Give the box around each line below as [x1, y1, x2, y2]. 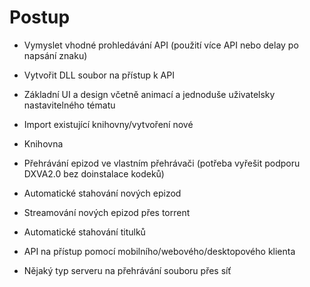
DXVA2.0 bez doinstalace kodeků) [23, 167, 165, 180]
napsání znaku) [23, 49, 88, 61]
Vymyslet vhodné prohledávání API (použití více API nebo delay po [23, 39, 299, 51]
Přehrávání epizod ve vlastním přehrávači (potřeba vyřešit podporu [23, 157, 301, 169]
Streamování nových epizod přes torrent [23, 206, 191, 218]
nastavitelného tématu [23, 99, 116, 111]
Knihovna [23, 137, 64, 150]
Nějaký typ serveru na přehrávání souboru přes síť [23, 264, 232, 276]
